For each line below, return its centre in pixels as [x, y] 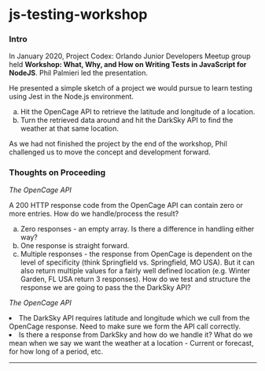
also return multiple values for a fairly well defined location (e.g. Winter [135, 270]
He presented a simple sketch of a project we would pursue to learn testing [131, 88]
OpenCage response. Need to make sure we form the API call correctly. [125, 326]
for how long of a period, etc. [56, 351]
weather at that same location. [70, 128]
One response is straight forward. [75, 245]
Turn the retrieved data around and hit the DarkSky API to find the [127, 121]
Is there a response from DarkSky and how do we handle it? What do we [136, 334]
